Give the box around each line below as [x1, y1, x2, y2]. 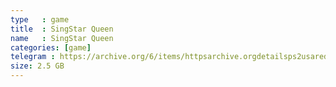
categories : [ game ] [10, 42, 92, 53]
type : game [10, 14, 70, 25]
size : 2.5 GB [10, 61, 65, 71]
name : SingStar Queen [10, 33, 114, 43]
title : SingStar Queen [10, 24, 114, 34]
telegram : [10, 52, 56, 62]
